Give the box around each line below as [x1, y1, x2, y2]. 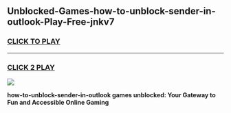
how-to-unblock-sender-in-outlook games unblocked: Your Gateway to [7, 90, 217, 99]
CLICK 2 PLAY [7, 62, 55, 72]
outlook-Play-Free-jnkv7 [7, 16, 115, 28]
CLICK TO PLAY [7, 37, 60, 47]
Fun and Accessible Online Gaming [7, 98, 109, 106]
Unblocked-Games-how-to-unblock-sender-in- [7, 5, 217, 17]
